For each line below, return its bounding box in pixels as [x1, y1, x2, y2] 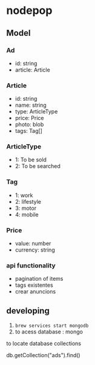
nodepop [6, 4, 53, 18]
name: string [15, 101, 47, 109]
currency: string [15, 246, 56, 253]
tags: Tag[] [15, 127, 42, 135]
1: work [15, 192, 33, 199]
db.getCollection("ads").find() [6, 352, 80, 359]
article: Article [15, 66, 50, 73]
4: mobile [15, 210, 39, 218]
